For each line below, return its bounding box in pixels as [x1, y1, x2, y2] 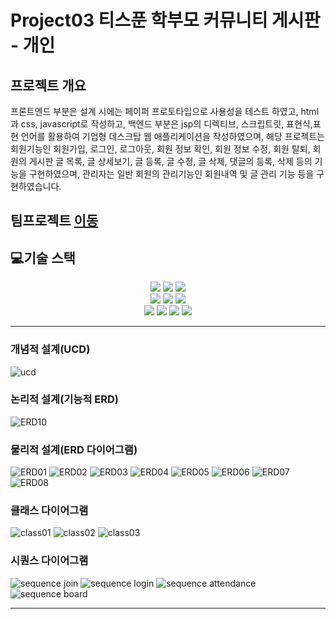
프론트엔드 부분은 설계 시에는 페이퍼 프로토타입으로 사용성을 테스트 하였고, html [10, 106, 320, 117]
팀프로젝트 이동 [10, 212, 99, 230]
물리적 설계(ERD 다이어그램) [10, 442, 138, 456]
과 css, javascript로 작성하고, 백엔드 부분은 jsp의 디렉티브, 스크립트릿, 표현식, [10, 118, 313, 130]
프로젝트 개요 [10, 77, 87, 94]
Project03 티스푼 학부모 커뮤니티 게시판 [10, 9, 321, 32]
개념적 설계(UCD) [10, 342, 91, 356]
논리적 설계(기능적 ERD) [10, 392, 119, 406]
